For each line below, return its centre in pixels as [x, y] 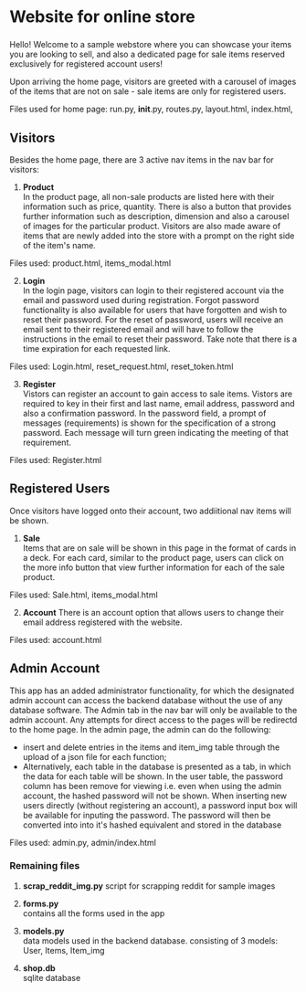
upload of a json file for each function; [95, 756]
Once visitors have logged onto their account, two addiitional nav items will [151, 511]
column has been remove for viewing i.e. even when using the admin [152, 786]
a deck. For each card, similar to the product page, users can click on [153, 557]
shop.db [39, 968]
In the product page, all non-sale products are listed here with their [148, 196]
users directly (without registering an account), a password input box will [160, 805]
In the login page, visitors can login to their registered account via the [153, 290]
